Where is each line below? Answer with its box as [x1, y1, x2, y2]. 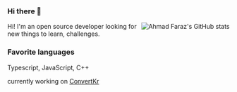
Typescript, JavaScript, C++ [7, 63, 90, 72]
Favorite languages [7, 47, 75, 57]
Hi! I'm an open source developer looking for [7, 22, 137, 31]
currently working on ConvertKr [7, 77, 99, 85]
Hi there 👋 [7, 6, 42, 16]
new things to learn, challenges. [7, 29, 100, 38]
